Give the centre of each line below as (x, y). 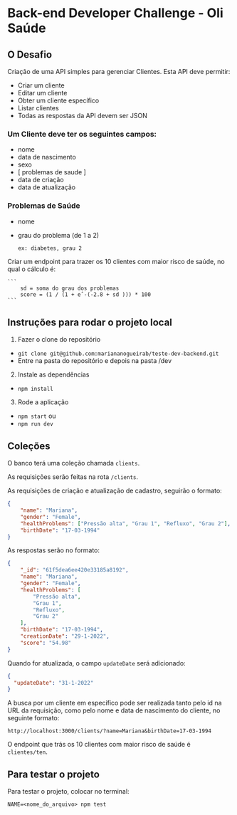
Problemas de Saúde (44, 206)
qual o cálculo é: (31, 269)
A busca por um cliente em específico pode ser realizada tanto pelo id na (115, 703)
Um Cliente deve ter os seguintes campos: (82, 134)
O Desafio (30, 54)
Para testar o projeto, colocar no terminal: (68, 792)
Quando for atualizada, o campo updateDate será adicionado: (97, 663)
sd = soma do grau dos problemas (70, 288)
